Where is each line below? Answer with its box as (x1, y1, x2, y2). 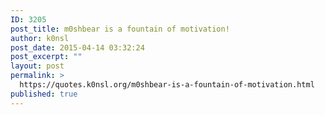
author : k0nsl (10, 33, 70, 43)
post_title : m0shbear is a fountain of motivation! (10, 24, 230, 34)
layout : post (10, 61, 65, 71)
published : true (10, 89, 78, 99)
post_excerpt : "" (10, 52, 83, 62)
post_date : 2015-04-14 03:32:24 (10, 42, 145, 53)
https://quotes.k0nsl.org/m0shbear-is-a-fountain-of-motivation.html (19, 80, 315, 90)
